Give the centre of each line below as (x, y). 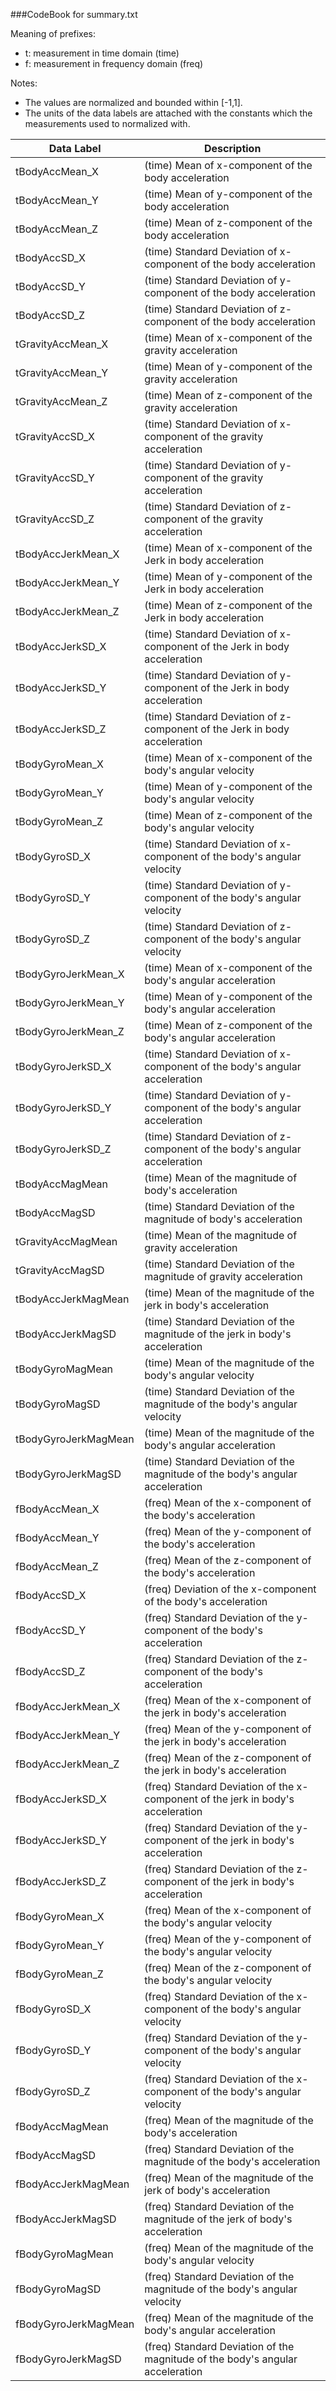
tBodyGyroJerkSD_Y (63, 1107)
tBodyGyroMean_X (60, 764)
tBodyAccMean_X (57, 171)
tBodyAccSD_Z (50, 315)
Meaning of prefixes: (53, 33)
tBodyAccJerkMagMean (72, 1299)
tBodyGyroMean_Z (59, 821)
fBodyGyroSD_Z (53, 2091)
